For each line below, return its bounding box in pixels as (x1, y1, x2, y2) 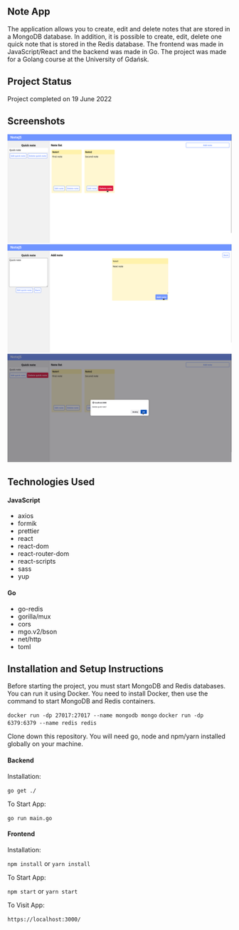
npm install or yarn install (7, 859, 91, 868)
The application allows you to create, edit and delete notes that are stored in (7, 24, 230, 33)
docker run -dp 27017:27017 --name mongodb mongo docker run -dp (7, 712, 204, 719)
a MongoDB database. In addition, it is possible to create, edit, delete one (7, 32, 223, 41)
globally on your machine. (7, 740, 83, 748)
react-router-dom (17, 549, 70, 558)
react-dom (17, 542, 49, 551)
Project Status (7, 76, 73, 88)
